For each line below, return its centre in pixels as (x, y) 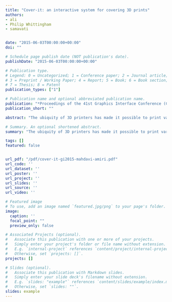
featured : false (23, 146)
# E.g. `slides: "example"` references (50, 282)
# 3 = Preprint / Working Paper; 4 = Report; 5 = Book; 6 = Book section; (87, 80)
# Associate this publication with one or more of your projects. (80, 240)
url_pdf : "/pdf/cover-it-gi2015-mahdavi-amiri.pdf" (61, 159)
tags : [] (15, 141)
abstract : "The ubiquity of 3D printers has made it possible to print (83, 118)
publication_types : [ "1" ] (33, 90)
